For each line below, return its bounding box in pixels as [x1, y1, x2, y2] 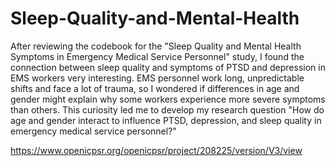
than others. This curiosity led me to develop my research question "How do [10, 103, 325, 116]
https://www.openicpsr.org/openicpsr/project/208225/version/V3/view [10, 144, 303, 156]
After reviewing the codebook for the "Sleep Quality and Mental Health [10, 40, 302, 52]
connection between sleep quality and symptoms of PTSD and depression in [10, 61, 326, 73]
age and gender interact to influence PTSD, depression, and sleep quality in [10, 114, 322, 126]
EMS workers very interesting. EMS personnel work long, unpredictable [10, 72, 305, 84]
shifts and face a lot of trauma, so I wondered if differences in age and [10, 82, 300, 94]
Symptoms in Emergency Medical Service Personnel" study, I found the [10, 50, 305, 62]
